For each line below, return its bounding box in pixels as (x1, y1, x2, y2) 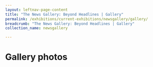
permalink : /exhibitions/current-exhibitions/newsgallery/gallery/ (5, 16, 149, 21)
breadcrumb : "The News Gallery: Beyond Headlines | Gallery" (5, 21, 135, 26)
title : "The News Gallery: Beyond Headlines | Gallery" (5, 12, 124, 17)
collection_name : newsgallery (5, 26, 68, 31)
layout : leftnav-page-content (5, 7, 68, 12)
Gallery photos (5, 52, 68, 63)
